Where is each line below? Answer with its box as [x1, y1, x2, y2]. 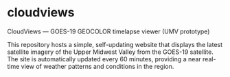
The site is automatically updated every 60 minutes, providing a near [7, 55, 201, 63]
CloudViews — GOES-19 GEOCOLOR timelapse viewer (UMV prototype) [7, 27, 210, 35]
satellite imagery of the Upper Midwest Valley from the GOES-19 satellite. [7, 48, 214, 56]
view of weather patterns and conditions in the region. [21, 62, 174, 70]
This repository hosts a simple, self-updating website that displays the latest [7, 40, 223, 48]
